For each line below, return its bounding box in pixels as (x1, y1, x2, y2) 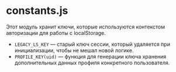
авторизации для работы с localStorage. (6, 29, 106, 36)
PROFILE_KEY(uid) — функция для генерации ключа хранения (14, 53, 167, 60)
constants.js (6, 4, 68, 17)
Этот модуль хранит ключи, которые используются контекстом (6, 23, 165, 30)
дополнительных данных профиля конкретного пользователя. (14, 59, 170, 66)
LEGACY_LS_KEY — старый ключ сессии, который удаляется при (14, 41, 171, 48)
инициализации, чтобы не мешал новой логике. (14, 46, 134, 53)
